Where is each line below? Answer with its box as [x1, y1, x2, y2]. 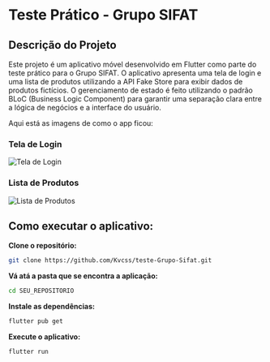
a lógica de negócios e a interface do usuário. [8, 103, 162, 112]
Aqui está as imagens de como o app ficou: [8, 119, 154, 127]
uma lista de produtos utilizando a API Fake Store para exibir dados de [8, 77, 243, 86]
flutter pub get [8, 317, 63, 325]
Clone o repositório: [8, 241, 77, 251]
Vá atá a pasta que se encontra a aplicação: [8, 271, 158, 281]
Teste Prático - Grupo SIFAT [8, 6, 199, 24]
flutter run [8, 347, 49, 356]
